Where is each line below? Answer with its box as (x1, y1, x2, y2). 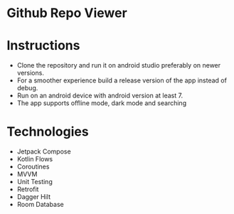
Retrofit (16, 185, 39, 193)
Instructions (6, 38, 80, 54)
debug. (16, 84, 38, 92)
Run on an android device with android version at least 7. (16, 91, 183, 100)
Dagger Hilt (16, 193, 51, 201)
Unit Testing (16, 178, 53, 186)
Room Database (16, 200, 65, 209)
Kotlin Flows (16, 155, 53, 164)
